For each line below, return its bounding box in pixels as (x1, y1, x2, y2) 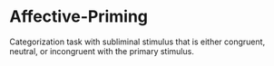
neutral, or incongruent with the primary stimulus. (9, 45, 195, 56)
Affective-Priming (9, 6, 148, 27)
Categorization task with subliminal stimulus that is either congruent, (9, 36, 266, 47)
